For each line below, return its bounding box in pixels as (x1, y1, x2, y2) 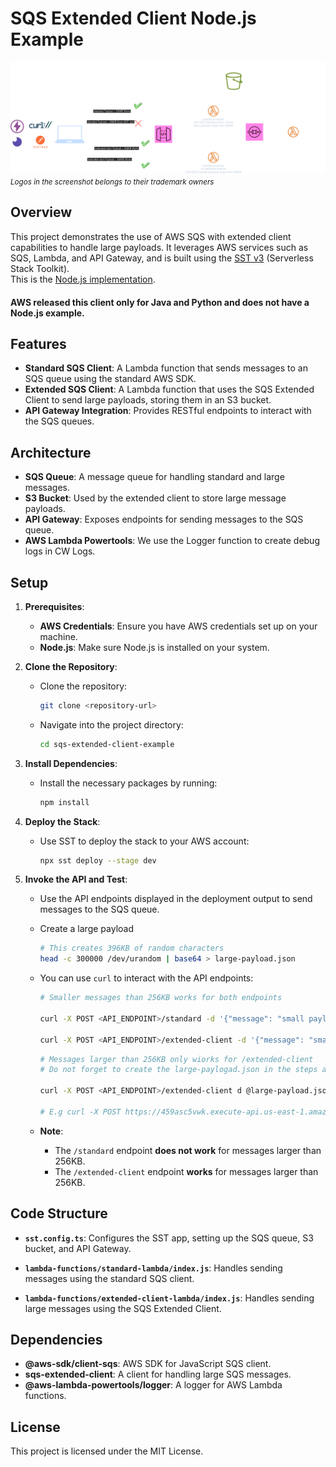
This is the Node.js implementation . (10, 273, 156, 285)
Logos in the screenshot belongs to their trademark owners (10, 177, 215, 187)
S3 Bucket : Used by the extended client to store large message (24, 492, 287, 504)
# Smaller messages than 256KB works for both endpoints (39, 993, 283, 1003)
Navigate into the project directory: (39, 718, 184, 731)
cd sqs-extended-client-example (39, 739, 175, 749)
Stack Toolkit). (10, 262, 70, 274)
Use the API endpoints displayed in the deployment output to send (39, 893, 313, 905)
